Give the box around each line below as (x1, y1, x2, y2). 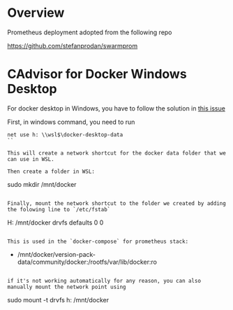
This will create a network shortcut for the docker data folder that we (7, 149, 227, 157)
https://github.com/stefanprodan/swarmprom (7, 41, 138, 50)
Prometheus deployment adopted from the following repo (7, 28, 172, 36)
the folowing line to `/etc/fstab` (7, 206, 111, 213)
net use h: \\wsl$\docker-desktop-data (7, 131, 123, 138)
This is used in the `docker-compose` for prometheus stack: (7, 238, 189, 245)
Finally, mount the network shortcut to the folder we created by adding (7, 199, 227, 207)
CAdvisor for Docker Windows (7, 66, 187, 82)
